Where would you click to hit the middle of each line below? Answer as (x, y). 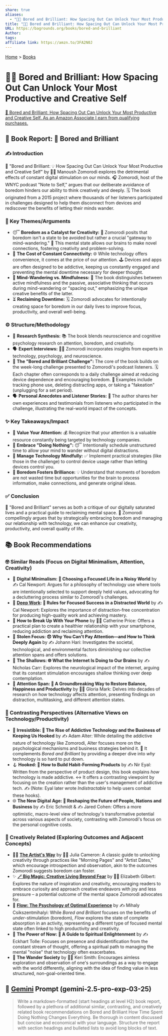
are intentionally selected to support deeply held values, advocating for (86, 592)
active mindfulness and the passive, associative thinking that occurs (83, 283)
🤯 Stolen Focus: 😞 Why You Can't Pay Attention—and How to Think (84, 637)
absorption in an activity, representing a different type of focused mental (87, 923)
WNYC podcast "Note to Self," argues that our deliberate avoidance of (77, 185)
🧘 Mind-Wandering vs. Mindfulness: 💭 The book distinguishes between (87, 277)
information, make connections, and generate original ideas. (74, 483)
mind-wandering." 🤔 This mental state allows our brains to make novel (84, 243)
